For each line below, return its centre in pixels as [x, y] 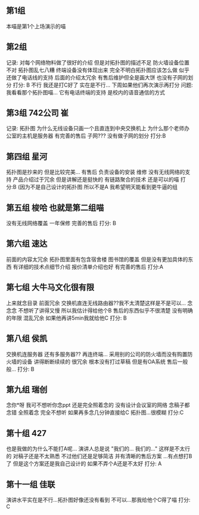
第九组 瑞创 [27, 389]
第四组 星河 [27, 156]
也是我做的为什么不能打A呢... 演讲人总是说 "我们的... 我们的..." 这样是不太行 [98, 449]
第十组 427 [26, 433]
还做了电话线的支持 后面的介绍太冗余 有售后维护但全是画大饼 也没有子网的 [97, 77]
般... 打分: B [20, 369]
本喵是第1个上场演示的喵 [36, 26]
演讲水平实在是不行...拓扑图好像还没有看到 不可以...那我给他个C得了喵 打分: [98, 499]
